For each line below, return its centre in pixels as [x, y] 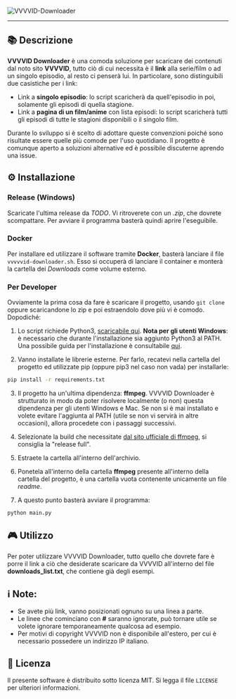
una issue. [22, 155]
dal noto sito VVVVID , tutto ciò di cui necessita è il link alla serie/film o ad [114, 68]
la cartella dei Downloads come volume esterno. [77, 269]
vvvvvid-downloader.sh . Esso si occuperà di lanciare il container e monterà [115, 261]
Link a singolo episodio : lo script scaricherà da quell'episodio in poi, [116, 97]
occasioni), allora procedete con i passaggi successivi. [97, 423]
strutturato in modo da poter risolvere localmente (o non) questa [110, 400]
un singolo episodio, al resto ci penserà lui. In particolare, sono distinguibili [115, 76]
